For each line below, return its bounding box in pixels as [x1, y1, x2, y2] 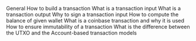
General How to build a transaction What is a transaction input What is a [6, 5, 181, 12]
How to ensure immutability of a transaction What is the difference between [6, 23, 190, 30]
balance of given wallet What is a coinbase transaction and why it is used [6, 17, 185, 24]
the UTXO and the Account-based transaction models [6, 29, 137, 36]
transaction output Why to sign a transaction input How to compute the [6, 11, 179, 18]
